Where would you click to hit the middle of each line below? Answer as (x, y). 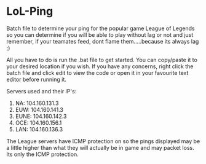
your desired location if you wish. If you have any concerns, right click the (100, 66)
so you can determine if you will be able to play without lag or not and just (100, 34)
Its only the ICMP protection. (42, 154)
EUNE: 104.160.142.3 (41, 116)
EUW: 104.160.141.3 (39, 109)
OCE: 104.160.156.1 (38, 123)
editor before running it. (36, 79)
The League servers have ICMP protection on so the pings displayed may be (103, 141)
